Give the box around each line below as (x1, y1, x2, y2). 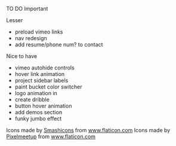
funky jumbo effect (14, 115, 62, 122)
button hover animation (14, 102, 72, 109)
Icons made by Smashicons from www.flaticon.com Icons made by (6, 127, 171, 133)
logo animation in (14, 90, 58, 96)
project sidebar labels (14, 77, 69, 84)
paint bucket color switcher (14, 83, 82, 90)
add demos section (14, 109, 63, 115)
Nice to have (6, 53, 38, 59)
